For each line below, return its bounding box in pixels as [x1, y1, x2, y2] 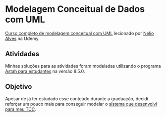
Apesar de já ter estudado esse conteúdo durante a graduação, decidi [5, 95, 149, 102]
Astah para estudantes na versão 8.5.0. [5, 68, 85, 74]
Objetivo [5, 82, 32, 91]
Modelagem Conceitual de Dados [5, 3, 145, 15]
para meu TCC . [5, 106, 36, 112]
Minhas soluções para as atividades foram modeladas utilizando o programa [5, 63, 161, 69]
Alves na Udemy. [5, 36, 40, 41]
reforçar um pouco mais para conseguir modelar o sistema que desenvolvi [5, 101, 157, 107]
